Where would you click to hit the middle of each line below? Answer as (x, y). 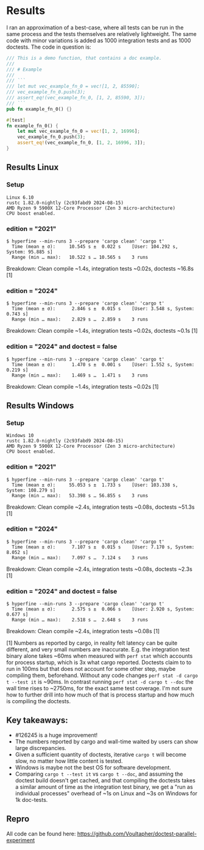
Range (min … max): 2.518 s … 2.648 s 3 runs (80, 620)
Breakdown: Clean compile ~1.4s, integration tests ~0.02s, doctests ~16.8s (100, 268)
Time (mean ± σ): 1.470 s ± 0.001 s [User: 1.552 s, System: (103, 364)
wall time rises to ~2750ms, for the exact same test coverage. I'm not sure (99, 689)
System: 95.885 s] (30, 252)
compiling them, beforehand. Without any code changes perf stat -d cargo (102, 675)
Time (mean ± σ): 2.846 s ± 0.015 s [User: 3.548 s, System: (103, 309)
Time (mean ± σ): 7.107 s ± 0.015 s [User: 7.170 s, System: (103, 547)
